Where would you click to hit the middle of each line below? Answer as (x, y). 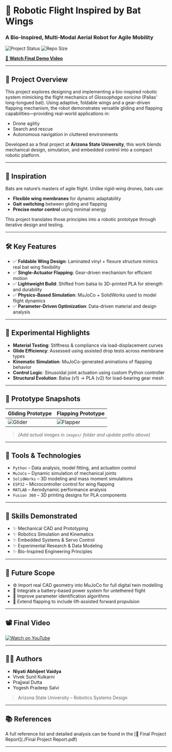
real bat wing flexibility (36, 267)
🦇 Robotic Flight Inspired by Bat (73, 11)
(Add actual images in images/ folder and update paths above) (84, 434)
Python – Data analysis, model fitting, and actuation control (74, 468)
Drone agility (26, 124)
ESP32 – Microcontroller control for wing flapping (63, 484)
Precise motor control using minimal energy (59, 209)
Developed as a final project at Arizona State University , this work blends (83, 144)
